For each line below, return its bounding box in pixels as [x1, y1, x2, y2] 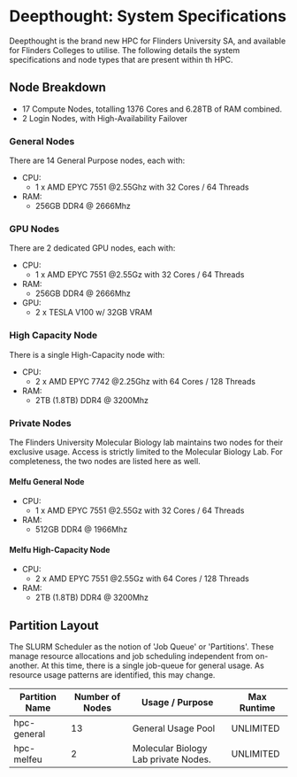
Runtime [239, 702, 276, 714]
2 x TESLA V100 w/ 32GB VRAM [34, 307, 153, 318]
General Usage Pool [132, 722, 216, 734]
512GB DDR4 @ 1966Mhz [34, 524, 128, 535]
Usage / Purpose [141, 696, 214, 709]
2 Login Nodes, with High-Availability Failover [21, 113, 188, 123]
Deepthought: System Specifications [9, 6, 287, 27]
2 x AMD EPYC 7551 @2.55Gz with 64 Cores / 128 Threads [34, 573, 249, 584]
